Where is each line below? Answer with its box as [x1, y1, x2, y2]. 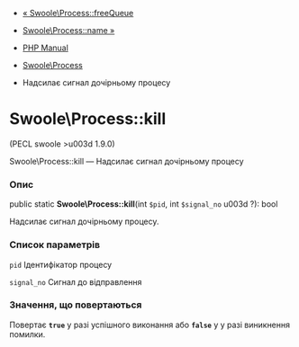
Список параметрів [9, 238, 101, 251]
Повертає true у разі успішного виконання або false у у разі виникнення [9, 319, 291, 330]
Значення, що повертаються [9, 298, 142, 311]
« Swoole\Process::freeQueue [22, 8, 134, 18]
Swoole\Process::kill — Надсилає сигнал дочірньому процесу [9, 156, 245, 166]
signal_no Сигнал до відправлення [9, 276, 142, 287]
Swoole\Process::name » [22, 25, 115, 35]
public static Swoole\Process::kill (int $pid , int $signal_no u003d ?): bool [9, 199, 278, 209]
